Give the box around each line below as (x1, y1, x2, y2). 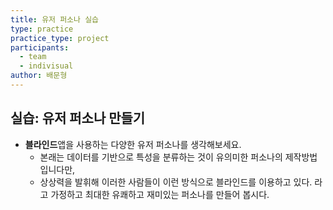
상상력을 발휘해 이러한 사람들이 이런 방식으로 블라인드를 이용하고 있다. (39, 176, 313, 188)
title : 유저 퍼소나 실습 (10, 14, 100, 25)
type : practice (10, 24, 74, 34)
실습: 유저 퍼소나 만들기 (10, 110, 146, 127)
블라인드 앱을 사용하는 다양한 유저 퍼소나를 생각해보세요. (24, 138, 242, 150)
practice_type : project (10, 33, 110, 43)
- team (19, 52, 47, 62)
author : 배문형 (10, 71, 68, 81)
